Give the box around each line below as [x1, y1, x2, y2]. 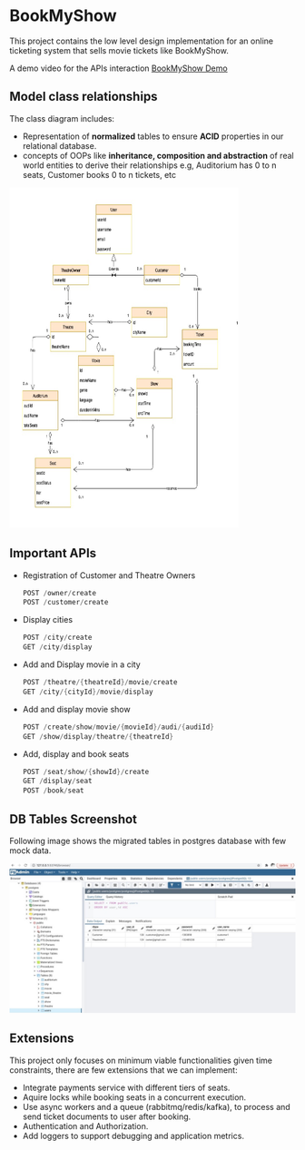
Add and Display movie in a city [22, 659, 141, 670]
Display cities [22, 614, 74, 625]
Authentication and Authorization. [22, 1120, 149, 1131]
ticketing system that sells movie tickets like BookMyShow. [9, 44, 229, 55]
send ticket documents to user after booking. [22, 1111, 192, 1122]
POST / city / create [22, 633, 93, 643]
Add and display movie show [22, 703, 131, 714]
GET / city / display [22, 643, 93, 652]
